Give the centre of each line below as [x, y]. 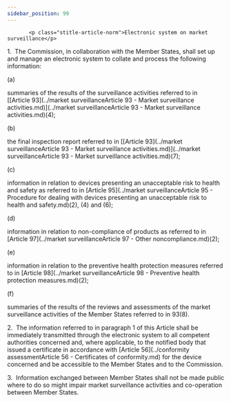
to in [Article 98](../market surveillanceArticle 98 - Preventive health [103, 272]
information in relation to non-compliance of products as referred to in [107, 231]
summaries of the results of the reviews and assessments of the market [109, 307]
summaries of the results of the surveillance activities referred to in [102, 92]
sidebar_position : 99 [38, 13]
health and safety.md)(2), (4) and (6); [60, 205]
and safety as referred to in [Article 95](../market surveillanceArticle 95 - [110, 190]
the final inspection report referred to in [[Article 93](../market [95, 141]
